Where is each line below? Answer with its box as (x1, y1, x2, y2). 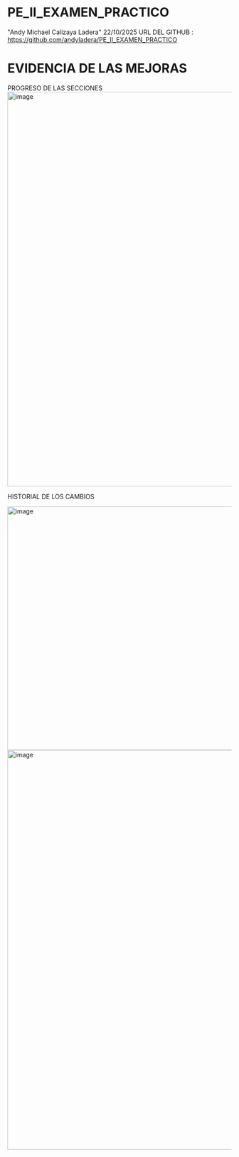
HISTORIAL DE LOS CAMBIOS (7, 492, 95, 501)
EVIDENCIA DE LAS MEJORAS (7, 60, 187, 77)
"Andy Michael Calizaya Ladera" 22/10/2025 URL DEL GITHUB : (7, 28, 194, 36)
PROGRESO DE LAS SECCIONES (7, 83, 103, 92)
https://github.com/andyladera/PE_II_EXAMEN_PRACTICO (7, 35, 178, 43)
